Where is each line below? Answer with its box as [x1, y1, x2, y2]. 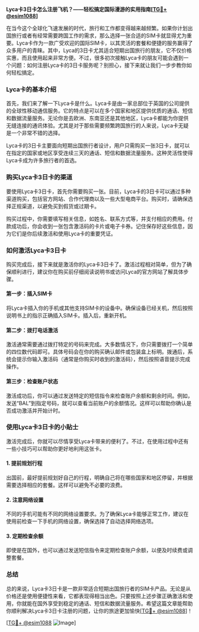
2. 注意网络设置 [6, 496, 44, 503]
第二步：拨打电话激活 [6, 326, 58, 333]
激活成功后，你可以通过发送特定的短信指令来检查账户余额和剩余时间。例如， [6, 392, 193, 399]
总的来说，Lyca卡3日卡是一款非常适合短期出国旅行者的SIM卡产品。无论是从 [6, 585, 191, 592]
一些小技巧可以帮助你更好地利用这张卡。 [6, 445, 105, 452]
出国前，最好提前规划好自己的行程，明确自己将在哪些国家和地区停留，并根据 [6, 474, 193, 481]
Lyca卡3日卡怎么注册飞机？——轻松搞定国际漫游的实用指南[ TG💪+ [6, 6, 168, 12]
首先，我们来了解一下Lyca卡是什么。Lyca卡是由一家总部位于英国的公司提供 [6, 100, 190, 107]
